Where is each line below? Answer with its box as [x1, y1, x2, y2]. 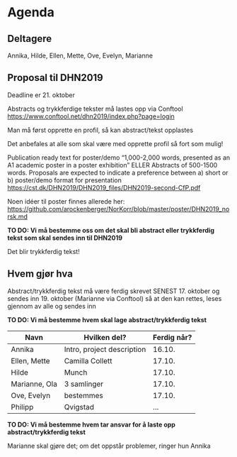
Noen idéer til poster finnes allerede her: [7, 197, 125, 206]
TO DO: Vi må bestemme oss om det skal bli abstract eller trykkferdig [7, 226, 214, 234]
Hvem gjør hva [7, 268, 73, 280]
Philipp [11, 402, 34, 412]
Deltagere [7, 33, 52, 45]
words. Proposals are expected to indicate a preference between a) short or [7, 168, 229, 177]
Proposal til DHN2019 [7, 72, 104, 84]
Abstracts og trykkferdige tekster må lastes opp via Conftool [7, 104, 183, 113]
